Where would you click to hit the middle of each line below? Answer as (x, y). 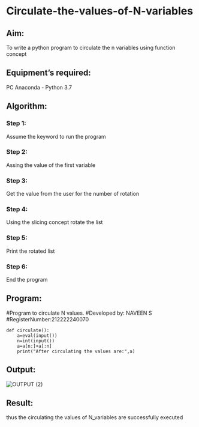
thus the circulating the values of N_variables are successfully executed (95, 417)
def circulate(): (28, 330)
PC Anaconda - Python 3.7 (39, 87)
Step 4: (17, 210)
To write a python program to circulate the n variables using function (91, 47)
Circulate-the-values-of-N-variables (100, 11)
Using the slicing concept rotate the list (55, 222)
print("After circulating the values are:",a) (76, 351)
